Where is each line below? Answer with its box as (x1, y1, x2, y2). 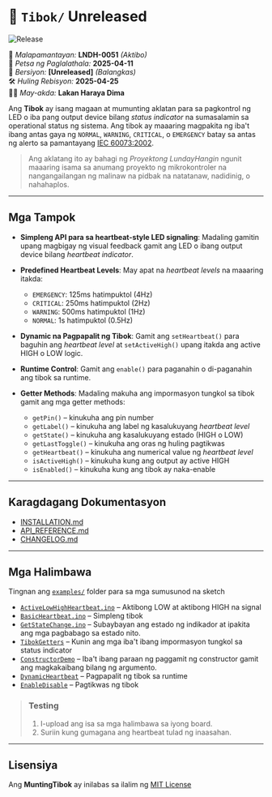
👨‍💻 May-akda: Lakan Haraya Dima (8, 88, 125, 97)
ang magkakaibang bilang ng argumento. (19, 662, 158, 672)
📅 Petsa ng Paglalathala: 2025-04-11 (8, 58, 134, 68)
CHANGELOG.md (19, 534, 79, 544)
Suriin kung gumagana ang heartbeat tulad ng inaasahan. (40, 727, 232, 737)
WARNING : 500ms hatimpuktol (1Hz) (32, 306, 146, 316)
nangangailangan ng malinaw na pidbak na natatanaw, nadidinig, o (28, 170, 251, 181)
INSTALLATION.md (19, 516, 83, 526)
